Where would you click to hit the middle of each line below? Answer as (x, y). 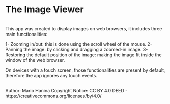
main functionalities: (26, 34)
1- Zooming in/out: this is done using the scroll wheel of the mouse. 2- (79, 44)
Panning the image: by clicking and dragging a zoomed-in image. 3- (77, 49)
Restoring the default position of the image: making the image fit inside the (83, 55)
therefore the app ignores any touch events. (51, 75)
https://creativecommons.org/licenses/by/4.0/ (53, 96)
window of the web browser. (35, 60)
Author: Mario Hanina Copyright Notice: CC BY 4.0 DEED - (66, 90)
